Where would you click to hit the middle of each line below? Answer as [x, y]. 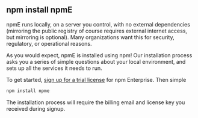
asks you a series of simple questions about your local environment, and [96, 61]
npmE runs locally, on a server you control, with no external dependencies [98, 24]
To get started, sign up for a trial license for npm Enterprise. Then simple [96, 79]
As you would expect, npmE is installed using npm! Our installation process [99, 55]
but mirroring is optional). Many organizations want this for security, [90, 37]
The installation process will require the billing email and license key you [96, 102]
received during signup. [36, 108]
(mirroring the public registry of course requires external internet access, [97, 31]
